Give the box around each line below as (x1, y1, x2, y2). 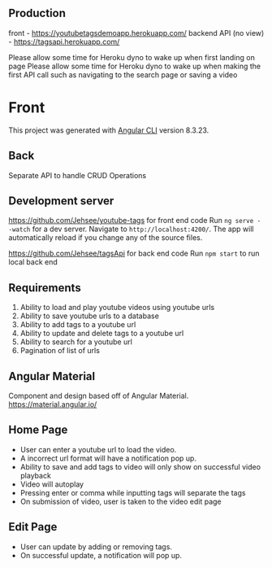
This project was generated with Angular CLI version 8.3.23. (8, 125, 209, 135)
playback (19, 470, 51, 480)
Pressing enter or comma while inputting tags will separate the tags (19, 487, 246, 497)
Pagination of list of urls (19, 346, 100, 356)
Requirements (8, 281, 81, 295)
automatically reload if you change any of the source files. (8, 233, 203, 242)
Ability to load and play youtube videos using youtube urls (19, 303, 215, 312)
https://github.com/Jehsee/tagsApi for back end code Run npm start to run (8, 248, 260, 259)
